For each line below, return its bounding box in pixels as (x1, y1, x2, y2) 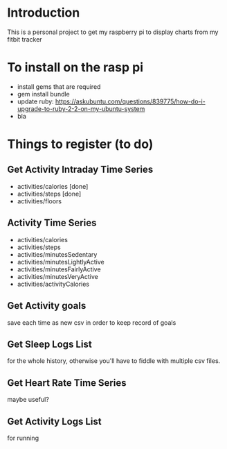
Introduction (7, 5, 80, 21)
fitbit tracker (7, 35, 43, 43)
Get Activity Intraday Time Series (7, 164, 154, 176)
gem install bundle (17, 90, 71, 98)
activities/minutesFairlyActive (17, 265, 102, 273)
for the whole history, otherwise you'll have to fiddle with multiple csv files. (7, 357, 221, 365)
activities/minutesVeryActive (17, 272, 98, 280)
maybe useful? (7, 396, 50, 404)
